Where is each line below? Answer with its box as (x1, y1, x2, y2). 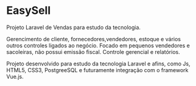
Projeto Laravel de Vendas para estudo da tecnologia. (6, 24, 141, 31)
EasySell (6, 4, 51, 18)
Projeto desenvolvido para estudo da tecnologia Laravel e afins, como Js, (6, 60, 191, 67)
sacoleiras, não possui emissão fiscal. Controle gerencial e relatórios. (6, 48, 181, 55)
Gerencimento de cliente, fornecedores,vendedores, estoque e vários (6, 35, 181, 42)
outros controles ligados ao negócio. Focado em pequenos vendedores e (6, 42, 190, 49)
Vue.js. (6, 73, 24, 80)
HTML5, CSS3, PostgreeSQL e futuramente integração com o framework (6, 66, 189, 73)
